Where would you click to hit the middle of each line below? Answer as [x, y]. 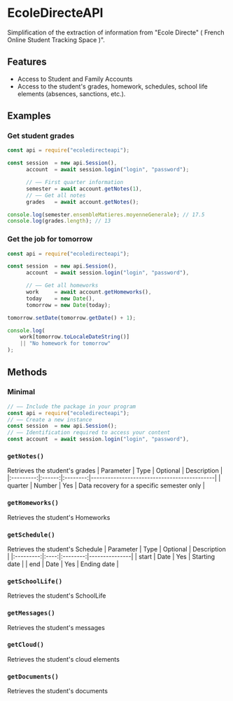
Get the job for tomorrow [50, 239]
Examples [29, 116]
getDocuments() [33, 676]
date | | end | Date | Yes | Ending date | [63, 564]
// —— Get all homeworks [62, 286]
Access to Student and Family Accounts [75, 79]
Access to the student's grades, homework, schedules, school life [112, 86]
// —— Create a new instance [50, 419]
